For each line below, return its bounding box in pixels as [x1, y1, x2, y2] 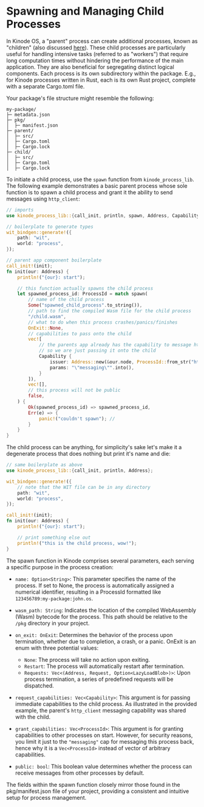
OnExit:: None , [28, 325, 64, 331]
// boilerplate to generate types [6, 224, 94, 230]
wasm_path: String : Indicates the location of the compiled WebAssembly [15, 606, 196, 614]
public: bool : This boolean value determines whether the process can [15, 763, 192, 770]
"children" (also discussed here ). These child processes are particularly [6, 44, 186, 51]
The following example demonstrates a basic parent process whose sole [6, 182, 188, 190]
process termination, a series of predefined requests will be [24, 675, 174, 683]
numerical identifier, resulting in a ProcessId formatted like [15, 588, 161, 595]
